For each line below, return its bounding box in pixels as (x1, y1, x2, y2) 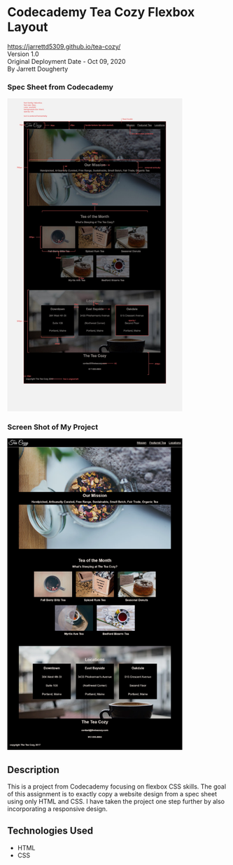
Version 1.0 (7, 50, 39, 58)
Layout (7, 19, 48, 35)
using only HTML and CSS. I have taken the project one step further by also (7, 797, 225, 806)
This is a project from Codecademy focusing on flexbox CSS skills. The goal (7, 782, 226, 791)
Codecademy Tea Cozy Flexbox (7, 4, 195, 20)
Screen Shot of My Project (7, 422, 99, 432)
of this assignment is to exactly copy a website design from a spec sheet (7, 790, 217, 798)
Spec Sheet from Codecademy (7, 82, 114, 92)
